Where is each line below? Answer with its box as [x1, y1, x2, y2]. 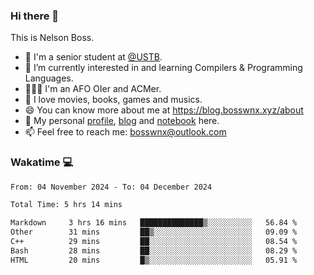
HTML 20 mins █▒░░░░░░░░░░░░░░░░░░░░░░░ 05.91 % [10, 255, 298, 265]
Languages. [24, 72, 74, 84]
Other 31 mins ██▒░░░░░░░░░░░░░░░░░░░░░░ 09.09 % [10, 227, 298, 238]
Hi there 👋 [10, 9, 60, 23]
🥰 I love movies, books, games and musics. [24, 94, 203, 106]
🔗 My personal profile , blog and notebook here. [24, 115, 220, 127]
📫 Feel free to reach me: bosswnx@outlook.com [24, 126, 227, 138]
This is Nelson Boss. [10, 32, 95, 44]
